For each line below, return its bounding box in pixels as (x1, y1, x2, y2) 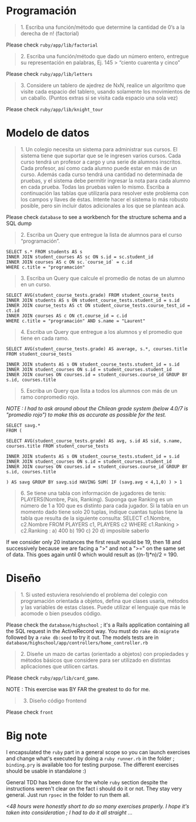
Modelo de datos (6, 127, 90, 140)
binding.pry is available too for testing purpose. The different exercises (6, 761, 179, 768)
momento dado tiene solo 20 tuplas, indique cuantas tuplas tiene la (20, 508, 183, 515)
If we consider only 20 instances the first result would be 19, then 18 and (6, 538, 181, 545)
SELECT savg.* (6, 422, 41, 428)
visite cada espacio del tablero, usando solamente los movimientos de (20, 88, 191, 95)
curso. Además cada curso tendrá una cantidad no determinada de (20, 171, 183, 178)
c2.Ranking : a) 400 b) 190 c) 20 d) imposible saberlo (20, 527, 150, 534)
